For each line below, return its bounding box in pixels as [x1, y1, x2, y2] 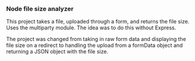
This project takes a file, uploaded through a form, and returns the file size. [6, 18, 190, 25]
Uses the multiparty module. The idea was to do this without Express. [6, 24, 177, 31]
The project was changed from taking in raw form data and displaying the [6, 36, 186, 43]
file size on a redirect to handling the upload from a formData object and [6, 42, 183, 49]
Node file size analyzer [6, 5, 74, 13]
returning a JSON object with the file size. [6, 48, 109, 55]
